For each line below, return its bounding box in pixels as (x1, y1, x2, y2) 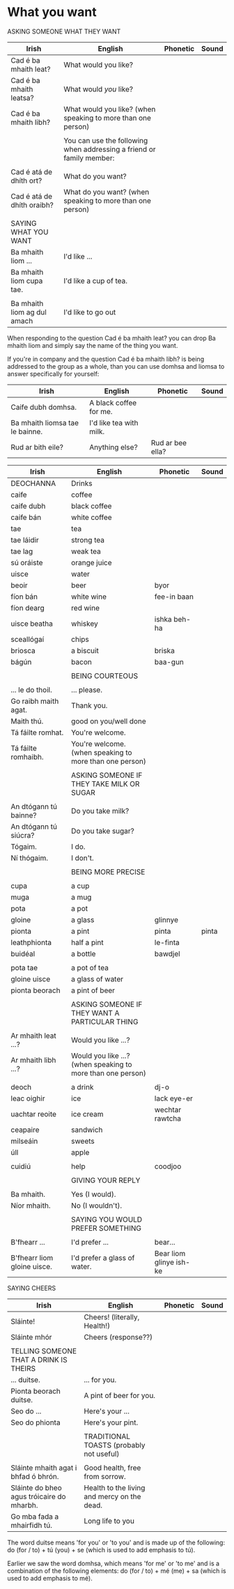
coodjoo (154, 1161, 182, 1171)
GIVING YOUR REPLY (70, 1175, 141, 1185)
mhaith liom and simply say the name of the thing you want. (7, 341, 178, 349)
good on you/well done (70, 716, 146, 726)
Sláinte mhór (10, 1332, 52, 1342)
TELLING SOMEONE (10, 1346, 77, 1356)
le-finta (154, 937, 180, 947)
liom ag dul (10, 307, 47, 317)
